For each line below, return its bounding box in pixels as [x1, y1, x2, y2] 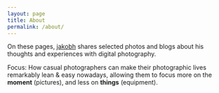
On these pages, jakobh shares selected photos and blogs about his [7, 43, 204, 51]
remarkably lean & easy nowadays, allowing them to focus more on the [7, 71, 213, 79]
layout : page [7, 10, 46, 17]
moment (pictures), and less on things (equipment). [7, 78, 158, 87]
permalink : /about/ [7, 23, 65, 30]
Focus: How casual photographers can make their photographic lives [7, 64, 207, 72]
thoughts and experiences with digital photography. [7, 50, 157, 58]
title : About [7, 17, 46, 24]
